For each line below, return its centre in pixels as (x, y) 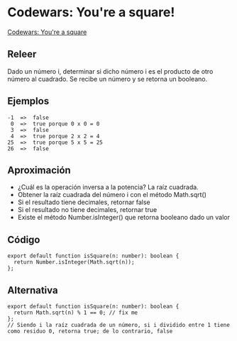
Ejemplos (28, 101)
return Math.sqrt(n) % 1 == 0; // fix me (76, 313)
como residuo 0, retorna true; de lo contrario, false (90, 331)
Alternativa (33, 290)
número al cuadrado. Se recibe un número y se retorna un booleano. (108, 79)
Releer (22, 54)
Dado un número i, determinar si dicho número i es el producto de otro (110, 71)
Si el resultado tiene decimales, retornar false (84, 202)
